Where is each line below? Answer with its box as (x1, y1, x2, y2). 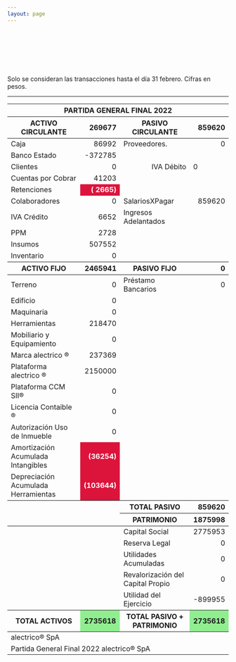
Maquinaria (11, 307, 48, 317)
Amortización (11, 442, 55, 452)
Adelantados (123, 216, 166, 226)
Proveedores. (123, 139, 168, 149)
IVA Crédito (11, 212, 48, 222)
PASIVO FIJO (133, 263, 177, 273)
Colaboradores (11, 196, 60, 206)
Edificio (11, 295, 36, 305)
